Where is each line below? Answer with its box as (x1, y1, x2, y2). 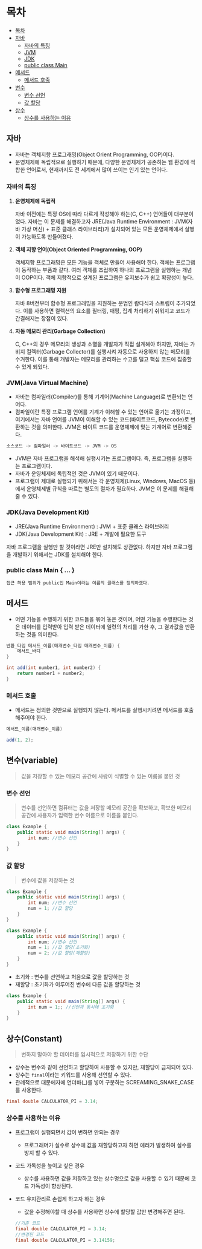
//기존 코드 (14, 1221, 40, 1227)
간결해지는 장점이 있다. (14, 315, 69, 322)
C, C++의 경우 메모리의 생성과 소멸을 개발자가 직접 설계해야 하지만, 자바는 (14, 340, 189, 348)
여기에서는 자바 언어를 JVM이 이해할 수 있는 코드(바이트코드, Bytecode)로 (14, 416, 189, 423)
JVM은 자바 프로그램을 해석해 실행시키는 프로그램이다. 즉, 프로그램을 (14, 455, 177, 462)
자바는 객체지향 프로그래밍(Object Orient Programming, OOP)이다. (14, 151, 175, 158)
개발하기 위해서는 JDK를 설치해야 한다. (12, 550, 104, 558)
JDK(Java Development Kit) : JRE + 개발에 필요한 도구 (14, 530, 147, 538)
